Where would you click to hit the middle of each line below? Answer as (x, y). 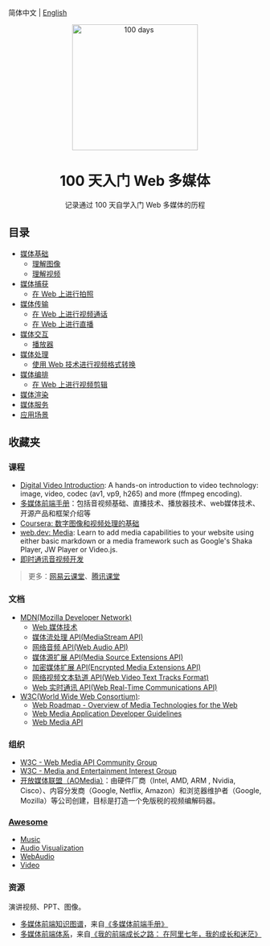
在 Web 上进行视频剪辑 (70, 384)
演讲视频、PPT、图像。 (47, 907)
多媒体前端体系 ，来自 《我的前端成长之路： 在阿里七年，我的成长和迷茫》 (141, 934)
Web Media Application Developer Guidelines (107, 713)
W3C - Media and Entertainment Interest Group (98, 771)
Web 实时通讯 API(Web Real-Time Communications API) (125, 687)
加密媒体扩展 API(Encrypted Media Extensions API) (116, 667)
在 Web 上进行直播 (63, 324)
